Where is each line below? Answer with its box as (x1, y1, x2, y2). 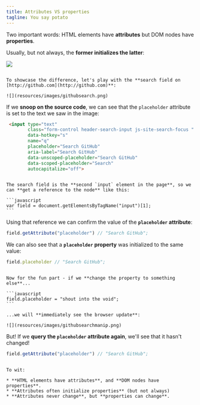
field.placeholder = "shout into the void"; (6, 296, 119, 302)
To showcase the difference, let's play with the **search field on (6, 77, 181, 83)
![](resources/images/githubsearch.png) (6, 92, 109, 99)
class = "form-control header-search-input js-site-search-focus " (28, 127, 195, 133)
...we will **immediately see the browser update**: (6, 312, 141, 318)
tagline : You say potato (6, 14, 68, 20)
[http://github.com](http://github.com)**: (6, 82, 117, 88)
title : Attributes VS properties (6, 8, 90, 15)
